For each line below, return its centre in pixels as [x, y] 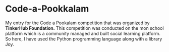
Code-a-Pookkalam [47, 9]
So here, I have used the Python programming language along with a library [84, 39]
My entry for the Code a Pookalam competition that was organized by [77, 23]
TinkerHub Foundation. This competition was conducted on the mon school [84, 28]
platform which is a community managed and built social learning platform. [83, 33]
